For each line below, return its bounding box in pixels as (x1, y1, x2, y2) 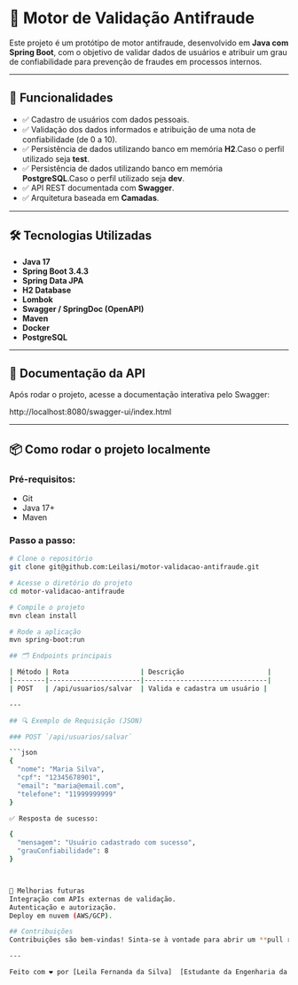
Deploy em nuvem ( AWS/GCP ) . (9, 911, 114, 920)
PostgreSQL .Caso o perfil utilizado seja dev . (21, 172, 184, 183)
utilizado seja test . (21, 153, 90, 164)
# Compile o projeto (9, 603, 86, 612)
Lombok (21, 293, 53, 305)
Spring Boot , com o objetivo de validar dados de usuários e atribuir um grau (9, 46, 288, 57)
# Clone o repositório (9, 555, 93, 564)
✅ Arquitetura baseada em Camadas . (21, 192, 160, 203)
